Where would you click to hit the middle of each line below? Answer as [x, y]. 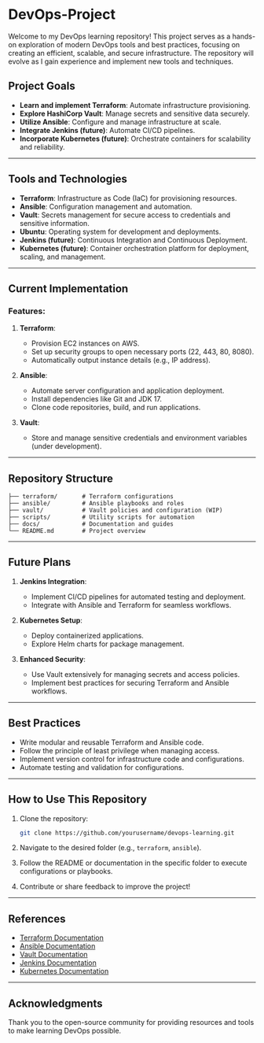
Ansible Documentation [57, 946]
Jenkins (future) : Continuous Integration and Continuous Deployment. [133, 240]
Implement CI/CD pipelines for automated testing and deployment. [138, 597]
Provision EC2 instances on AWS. [85, 343]
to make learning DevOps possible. [65, 1030]
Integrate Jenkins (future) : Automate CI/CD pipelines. [107, 130]
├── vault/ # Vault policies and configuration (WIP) [115, 510]
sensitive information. [55, 223]
